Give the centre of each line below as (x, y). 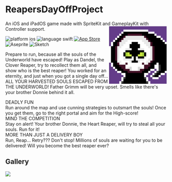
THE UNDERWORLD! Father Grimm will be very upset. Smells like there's (82, 87)
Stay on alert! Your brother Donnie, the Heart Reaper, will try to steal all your (85, 124)
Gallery (17, 162)
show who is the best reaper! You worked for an (56, 71)
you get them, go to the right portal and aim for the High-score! (72, 113)
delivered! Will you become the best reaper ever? (57, 145)
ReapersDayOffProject (54, 9)
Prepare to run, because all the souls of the (51, 54)
